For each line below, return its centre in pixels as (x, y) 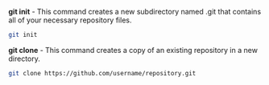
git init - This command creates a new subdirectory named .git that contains (135, 12)
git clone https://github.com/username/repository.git (102, 73)
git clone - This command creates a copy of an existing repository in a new (133, 50)
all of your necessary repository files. (70, 20)
